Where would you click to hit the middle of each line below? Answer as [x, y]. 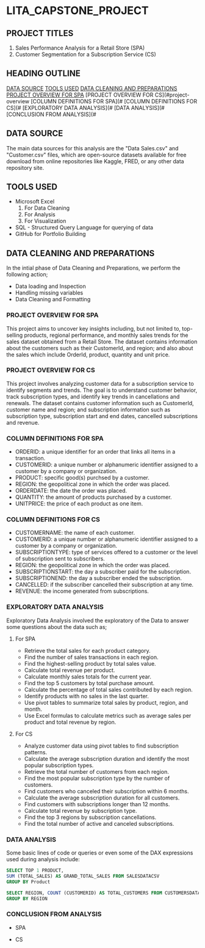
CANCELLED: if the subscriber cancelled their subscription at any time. [104, 585]
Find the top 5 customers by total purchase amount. [89, 683]
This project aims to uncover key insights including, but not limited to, [94, 328]
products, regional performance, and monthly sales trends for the [106, 335]
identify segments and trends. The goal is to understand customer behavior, [102, 390]
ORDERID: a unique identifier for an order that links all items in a [95, 452]
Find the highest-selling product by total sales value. [90, 663]
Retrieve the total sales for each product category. [87, 650]
